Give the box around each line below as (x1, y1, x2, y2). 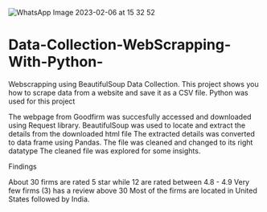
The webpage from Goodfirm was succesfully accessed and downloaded (8, 112, 252, 121)
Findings (8, 161, 38, 171)
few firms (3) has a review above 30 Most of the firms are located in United (8, 185, 257, 195)
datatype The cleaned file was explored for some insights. (8, 145, 201, 156)
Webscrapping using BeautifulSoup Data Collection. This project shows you (8, 79, 259, 88)
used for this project (8, 96, 76, 106)
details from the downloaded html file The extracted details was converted (8, 128, 255, 138)
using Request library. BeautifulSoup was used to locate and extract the (8, 120, 246, 130)
